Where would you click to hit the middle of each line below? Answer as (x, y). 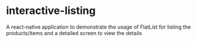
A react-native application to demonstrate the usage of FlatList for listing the (98, 27)
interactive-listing (51, 11)
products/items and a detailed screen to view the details (74, 33)
